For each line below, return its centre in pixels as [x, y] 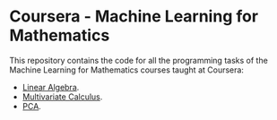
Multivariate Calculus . [62, 97]
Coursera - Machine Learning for [134, 17]
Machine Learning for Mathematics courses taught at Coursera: [127, 70]
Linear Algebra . [51, 87]
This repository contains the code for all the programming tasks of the [139, 60]
